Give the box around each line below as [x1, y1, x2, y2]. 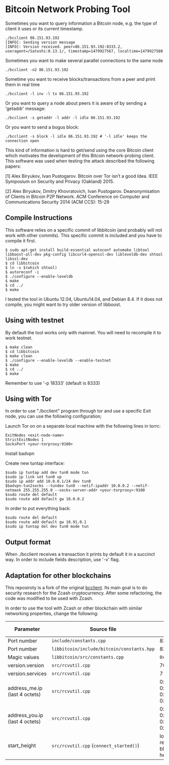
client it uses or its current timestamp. [5, 25, 84, 31]
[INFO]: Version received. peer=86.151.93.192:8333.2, [5, 44, 123, 49]
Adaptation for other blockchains [5, 571, 112, 580]
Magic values [8, 654, 39, 660]
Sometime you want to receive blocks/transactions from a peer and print [5, 76, 155, 82]
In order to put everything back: [5, 505, 71, 512]
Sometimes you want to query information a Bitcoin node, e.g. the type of [5, 20, 157, 26]
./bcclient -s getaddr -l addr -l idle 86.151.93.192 [5, 115, 121, 120]
